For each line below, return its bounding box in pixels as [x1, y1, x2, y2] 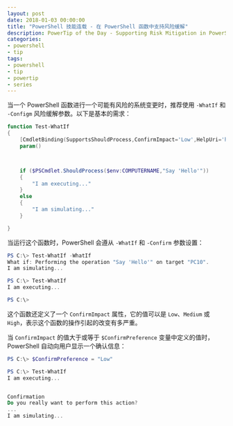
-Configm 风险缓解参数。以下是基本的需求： [7, 109, 132, 118]
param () [19, 143, 42, 150]
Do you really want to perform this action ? [7, 400, 138, 407]
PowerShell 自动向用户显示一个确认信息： [7, 341, 126, 350]
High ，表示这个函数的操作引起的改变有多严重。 [7, 318, 141, 326]
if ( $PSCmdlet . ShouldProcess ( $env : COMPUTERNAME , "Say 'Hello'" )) [19, 167, 209, 174]
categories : [7, 36, 42, 43]
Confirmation [7, 393, 45, 400]
